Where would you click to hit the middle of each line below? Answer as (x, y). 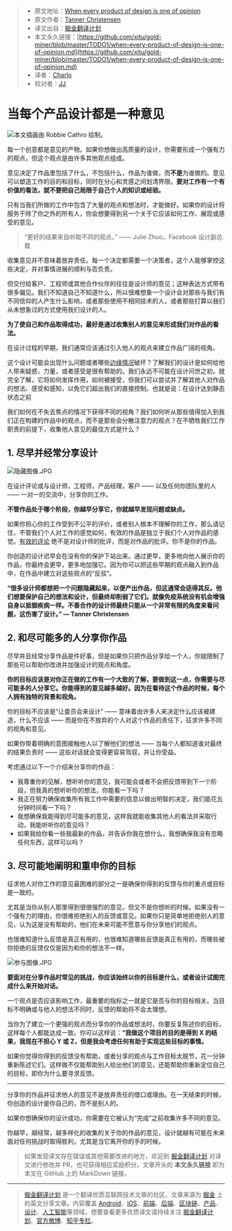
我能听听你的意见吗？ (60, 824)
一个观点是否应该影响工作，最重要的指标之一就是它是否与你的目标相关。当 (113, 1001)
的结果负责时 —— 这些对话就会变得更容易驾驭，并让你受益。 (94, 752)
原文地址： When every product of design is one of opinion (117, 11)
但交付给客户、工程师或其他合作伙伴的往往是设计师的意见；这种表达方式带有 (116, 283)
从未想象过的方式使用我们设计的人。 (59, 309)
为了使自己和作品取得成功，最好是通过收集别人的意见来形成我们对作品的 (110, 324)
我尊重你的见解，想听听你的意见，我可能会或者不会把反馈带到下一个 (114, 781)
